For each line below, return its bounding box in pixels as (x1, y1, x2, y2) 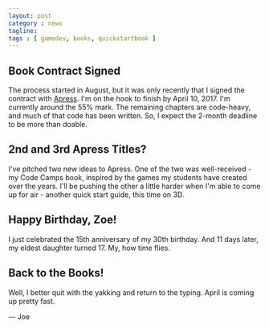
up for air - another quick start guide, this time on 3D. (8, 190, 185, 199)
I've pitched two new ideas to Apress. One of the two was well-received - (8, 164, 251, 174)
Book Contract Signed (8, 64, 120, 77)
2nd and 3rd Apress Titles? (8, 142, 147, 157)
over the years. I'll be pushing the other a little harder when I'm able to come (8, 181, 261, 191)
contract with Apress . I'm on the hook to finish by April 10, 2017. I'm (8, 94, 230, 104)
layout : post (8, 11, 52, 20)
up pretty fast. (8, 296, 55, 305)
